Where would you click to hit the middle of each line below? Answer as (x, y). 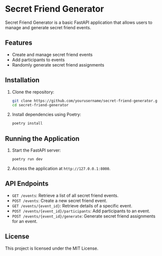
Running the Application (42, 139)
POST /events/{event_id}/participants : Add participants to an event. (81, 211)
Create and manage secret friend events (52, 54)
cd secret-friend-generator (40, 105)
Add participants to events (38, 60)
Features (19, 43)
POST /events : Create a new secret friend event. (59, 201)
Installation (22, 80)
